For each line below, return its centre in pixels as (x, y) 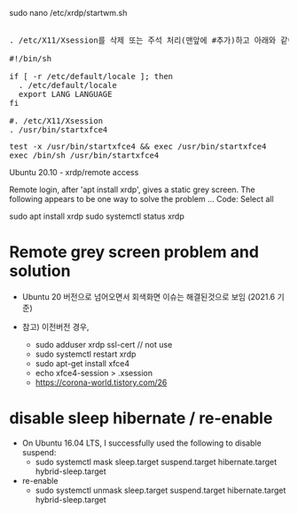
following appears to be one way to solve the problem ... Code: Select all (141, 199)
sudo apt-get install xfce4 (82, 363)
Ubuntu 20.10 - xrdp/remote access (74, 172)
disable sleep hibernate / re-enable (141, 418)
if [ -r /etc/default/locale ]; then (91, 76)
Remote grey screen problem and (134, 252)
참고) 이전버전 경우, (55, 326)
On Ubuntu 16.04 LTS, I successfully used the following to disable (141, 443)
